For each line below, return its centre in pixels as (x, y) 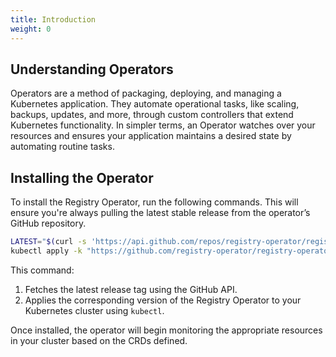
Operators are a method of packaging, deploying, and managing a (146, 93)
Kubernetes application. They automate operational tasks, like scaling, (155, 104)
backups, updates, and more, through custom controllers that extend (152, 115)
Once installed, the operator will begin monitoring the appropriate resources (166, 330)
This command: (42, 270)
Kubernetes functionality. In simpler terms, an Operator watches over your (163, 125)
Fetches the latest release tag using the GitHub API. (131, 289)
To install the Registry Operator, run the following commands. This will (154, 202)
